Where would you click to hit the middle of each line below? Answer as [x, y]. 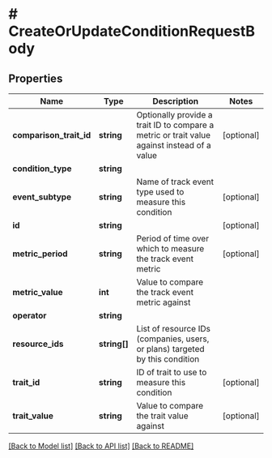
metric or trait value [174, 135]
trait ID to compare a [175, 125]
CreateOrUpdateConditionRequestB [132, 31]
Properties [36, 78]
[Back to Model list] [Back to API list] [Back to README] [101, 446]
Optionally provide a [174, 115]
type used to [160, 192]
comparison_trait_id [52, 135]
